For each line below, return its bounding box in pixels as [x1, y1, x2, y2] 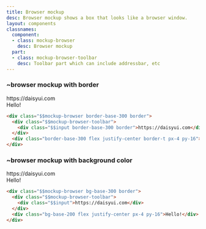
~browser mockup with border [6, 80, 99, 89]
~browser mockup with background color [6, 156, 133, 165]
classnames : [6, 26, 37, 33]
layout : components [6, 20, 56, 26]
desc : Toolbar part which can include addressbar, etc [17, 60, 161, 66]
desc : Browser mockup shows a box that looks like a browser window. [6, 15, 188, 21]
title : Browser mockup [6, 9, 64, 15]
